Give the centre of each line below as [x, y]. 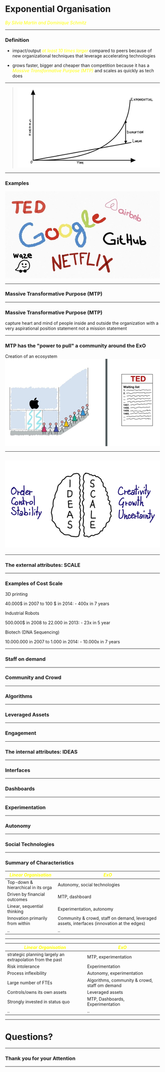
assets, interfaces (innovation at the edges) [102, 924]
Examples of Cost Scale [34, 583]
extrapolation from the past [35, 959]
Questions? [29, 1037]
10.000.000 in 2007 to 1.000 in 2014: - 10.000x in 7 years [63, 642]
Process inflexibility [27, 973]
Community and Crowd [33, 678]
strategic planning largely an [36, 954]
